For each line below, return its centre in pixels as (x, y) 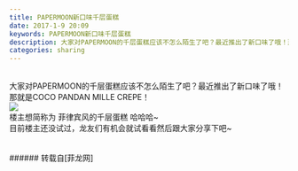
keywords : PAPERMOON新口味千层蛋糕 (70, 34)
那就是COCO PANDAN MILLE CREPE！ (80, 97)
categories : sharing (47, 51)
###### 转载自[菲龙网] (51, 158)
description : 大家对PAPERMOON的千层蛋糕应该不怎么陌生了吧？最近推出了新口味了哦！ (149, 42)
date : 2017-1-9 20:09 (49, 26)
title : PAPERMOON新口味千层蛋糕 (64, 17)
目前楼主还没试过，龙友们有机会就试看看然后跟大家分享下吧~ (121, 128)
